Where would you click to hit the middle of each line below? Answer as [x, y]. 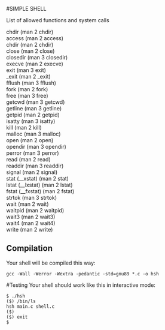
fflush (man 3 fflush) [31, 83]
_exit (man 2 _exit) [28, 76]
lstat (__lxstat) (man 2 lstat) [39, 185]
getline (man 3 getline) [34, 108]
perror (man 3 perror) [33, 153]
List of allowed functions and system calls [58, 20]
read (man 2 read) [28, 159]
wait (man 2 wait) [27, 204]
